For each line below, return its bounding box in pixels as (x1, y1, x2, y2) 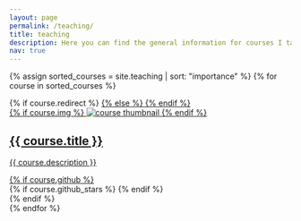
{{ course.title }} (9, 133, 103, 149)
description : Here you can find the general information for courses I (9, 38, 282, 47)
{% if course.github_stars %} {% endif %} (9, 183, 164, 194)
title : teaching (9, 30, 70, 38)
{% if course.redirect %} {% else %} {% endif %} (9, 98, 191, 108)
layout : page (9, 13, 58, 22)
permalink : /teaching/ (9, 21, 94, 30)
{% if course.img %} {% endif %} (9, 107, 208, 118)
